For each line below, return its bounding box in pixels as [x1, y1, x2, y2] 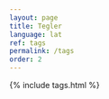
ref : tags [9, 38, 47, 48]
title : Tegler [9, 22, 63, 31]
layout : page [9, 13, 59, 22]
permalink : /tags [9, 47, 75, 56]
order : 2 [9, 55, 42, 64]
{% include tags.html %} [9, 80, 101, 90]
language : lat [9, 30, 63, 39]
